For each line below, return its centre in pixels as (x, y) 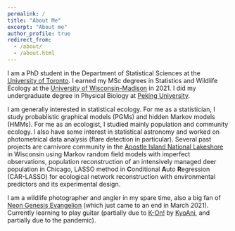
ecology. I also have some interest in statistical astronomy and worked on (114, 132)
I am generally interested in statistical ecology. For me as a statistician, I (112, 109)
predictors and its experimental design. (64, 184)
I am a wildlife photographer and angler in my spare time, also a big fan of (114, 197)
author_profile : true (39, 33)
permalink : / (26, 14)
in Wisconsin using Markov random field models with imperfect (99, 154)
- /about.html (34, 54)
